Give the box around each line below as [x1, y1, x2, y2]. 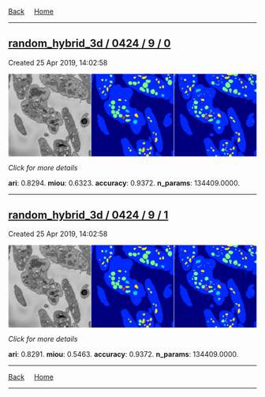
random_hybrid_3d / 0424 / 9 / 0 [8, 37, 171, 51]
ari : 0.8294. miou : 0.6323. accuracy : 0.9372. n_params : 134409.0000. [8, 178, 241, 188]
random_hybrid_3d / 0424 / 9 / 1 [8, 208, 169, 222]
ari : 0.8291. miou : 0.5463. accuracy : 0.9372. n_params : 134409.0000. [8, 350, 239, 359]
